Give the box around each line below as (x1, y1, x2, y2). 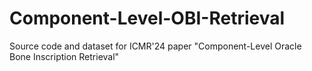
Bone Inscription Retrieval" (9, 50, 120, 62)
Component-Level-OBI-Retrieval (9, 7, 286, 30)
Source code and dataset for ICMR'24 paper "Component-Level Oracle (9, 40, 302, 52)
